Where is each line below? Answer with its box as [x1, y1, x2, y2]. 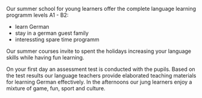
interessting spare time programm [14, 36, 99, 43]
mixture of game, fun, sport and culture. [6, 85, 106, 92]
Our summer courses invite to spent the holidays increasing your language [6, 47, 192, 55]
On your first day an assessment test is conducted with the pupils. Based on [6, 66, 195, 73]
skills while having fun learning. [6, 54, 84, 61]
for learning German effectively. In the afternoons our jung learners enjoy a [6, 78, 192, 85]
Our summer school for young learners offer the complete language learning [6, 5, 196, 12]
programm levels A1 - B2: [6, 11, 69, 19]
